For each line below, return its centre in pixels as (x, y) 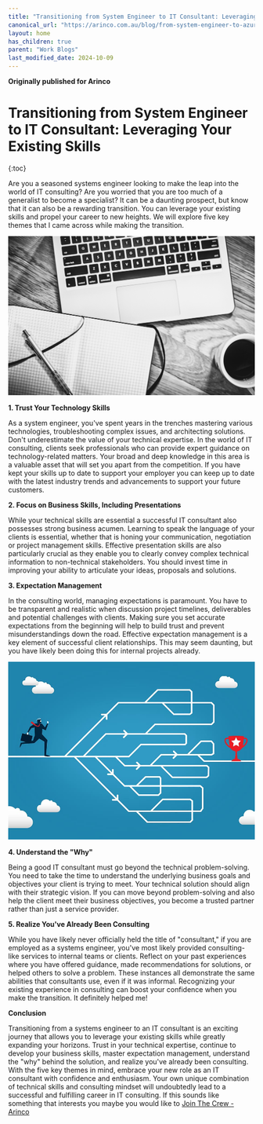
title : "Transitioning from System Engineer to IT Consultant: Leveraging (133, 16)
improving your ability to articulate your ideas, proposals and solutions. (122, 570)
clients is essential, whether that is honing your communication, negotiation (130, 537)
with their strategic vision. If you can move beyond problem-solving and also (131, 892)
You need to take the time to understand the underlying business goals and (129, 876)
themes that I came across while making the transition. (96, 225)
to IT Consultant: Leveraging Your (120, 130)
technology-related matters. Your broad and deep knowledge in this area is (129, 456)
